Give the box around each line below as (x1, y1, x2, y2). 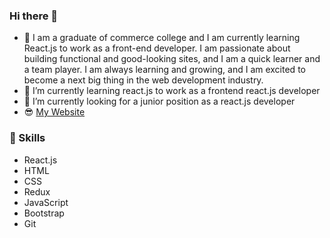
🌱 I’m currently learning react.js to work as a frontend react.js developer (23, 85, 321, 97)
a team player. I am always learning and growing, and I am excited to (23, 64, 306, 76)
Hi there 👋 (9, 9, 59, 23)
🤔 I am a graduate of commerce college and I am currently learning (23, 32, 301, 44)
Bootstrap (23, 207, 65, 219)
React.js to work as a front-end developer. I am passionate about (23, 42, 291, 54)
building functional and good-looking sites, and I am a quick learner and (23, 53, 321, 65)
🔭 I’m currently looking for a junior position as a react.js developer (23, 95, 296, 108)
